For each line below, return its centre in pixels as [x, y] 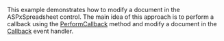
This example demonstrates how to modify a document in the [94, 10]
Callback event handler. [40, 31]
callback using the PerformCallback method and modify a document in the [112, 24]
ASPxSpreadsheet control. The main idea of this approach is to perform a [111, 17]
